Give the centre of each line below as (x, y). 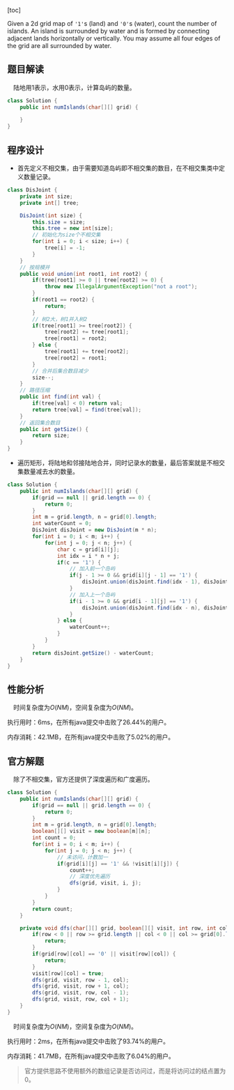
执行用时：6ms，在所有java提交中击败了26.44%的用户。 (89, 722)
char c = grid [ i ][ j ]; (88, 550)
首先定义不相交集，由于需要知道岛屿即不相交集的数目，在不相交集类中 (118, 168)
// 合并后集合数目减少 (60, 371)
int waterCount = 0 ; (62, 524)
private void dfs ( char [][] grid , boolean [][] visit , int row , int (118, 928)
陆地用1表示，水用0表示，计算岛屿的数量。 (75, 87)
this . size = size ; (59, 222)
